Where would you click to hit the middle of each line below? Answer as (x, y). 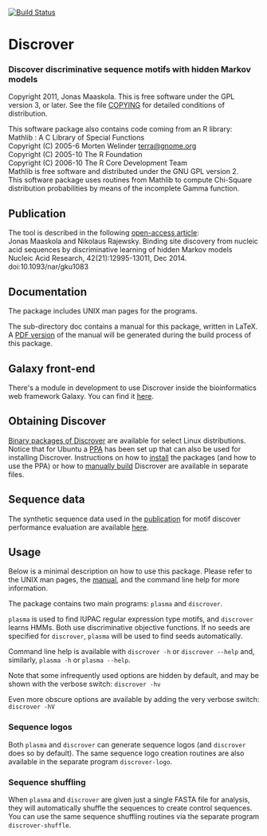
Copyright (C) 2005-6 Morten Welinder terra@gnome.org (102, 146)
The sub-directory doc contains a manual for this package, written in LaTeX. (133, 326)
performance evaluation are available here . (79, 527)
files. (16, 474)
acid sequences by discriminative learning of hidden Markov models (120, 250)
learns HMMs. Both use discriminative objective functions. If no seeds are (130, 628)
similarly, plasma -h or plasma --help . (69, 660)
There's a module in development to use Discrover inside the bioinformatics (132, 388)
